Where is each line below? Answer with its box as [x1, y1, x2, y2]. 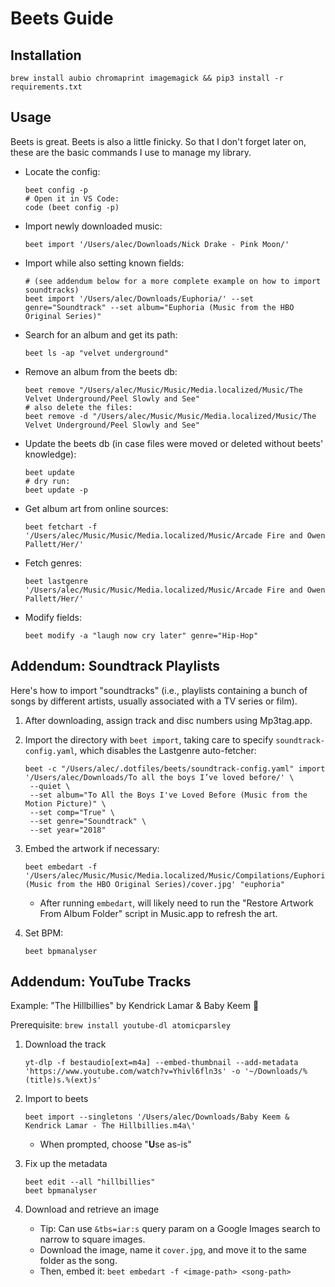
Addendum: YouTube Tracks [10, 973, 192, 991]
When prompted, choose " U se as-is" [39, 1138, 192, 1151]
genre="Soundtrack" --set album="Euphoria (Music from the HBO [24, 302, 295, 312]
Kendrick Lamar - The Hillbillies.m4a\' [24, 1121, 196, 1131]
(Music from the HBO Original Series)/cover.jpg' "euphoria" [24, 879, 286, 889]
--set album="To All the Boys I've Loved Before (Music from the [29, 790, 308, 800]
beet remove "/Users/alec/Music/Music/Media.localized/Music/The [24, 385, 303, 395]
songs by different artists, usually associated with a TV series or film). [10, 695, 298, 707]
